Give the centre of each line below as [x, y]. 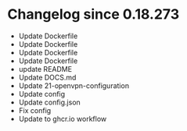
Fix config [35, 110]
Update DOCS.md [47, 77]
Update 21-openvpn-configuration [74, 85]
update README [45, 69]
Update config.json [50, 102]
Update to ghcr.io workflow [63, 119]
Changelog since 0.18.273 [93, 14]
